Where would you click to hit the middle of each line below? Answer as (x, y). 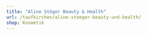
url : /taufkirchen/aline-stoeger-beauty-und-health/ (74, 17)
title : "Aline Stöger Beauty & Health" (56, 12)
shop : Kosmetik (25, 23)
